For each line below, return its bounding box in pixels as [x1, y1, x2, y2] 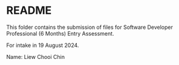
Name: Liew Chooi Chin [6, 53, 65, 60]
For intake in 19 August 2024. [6, 42, 79, 49]
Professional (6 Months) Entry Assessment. [6, 29, 114, 37]
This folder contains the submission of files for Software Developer [6, 23, 174, 31]
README [6, 4, 52, 17]
